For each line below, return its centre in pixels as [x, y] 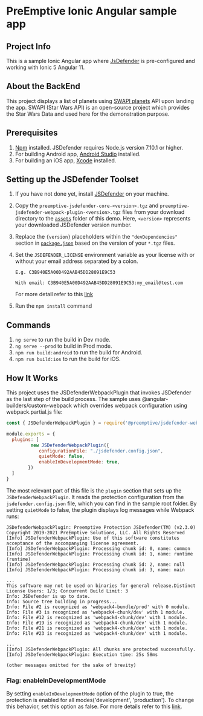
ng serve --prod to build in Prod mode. [63, 346]
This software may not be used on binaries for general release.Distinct [101, 586]
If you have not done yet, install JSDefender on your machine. [92, 194]
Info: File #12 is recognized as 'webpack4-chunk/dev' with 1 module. [97, 617]
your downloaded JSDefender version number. [73, 225]
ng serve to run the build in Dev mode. [63, 340]
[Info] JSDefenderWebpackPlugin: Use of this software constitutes [93, 538]
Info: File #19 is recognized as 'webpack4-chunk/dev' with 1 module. [97, 623]
